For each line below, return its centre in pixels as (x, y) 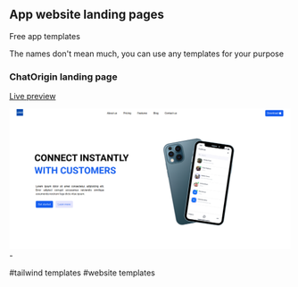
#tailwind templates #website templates (83, 273)
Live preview (33, 97)
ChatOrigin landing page (63, 77)
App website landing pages (87, 15)
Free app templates (45, 36)
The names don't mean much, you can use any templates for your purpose (146, 54)
